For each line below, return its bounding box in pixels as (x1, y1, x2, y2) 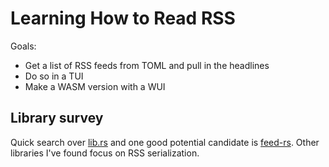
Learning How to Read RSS (10, 7, 236, 30)
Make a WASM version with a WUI (24, 80, 166, 92)
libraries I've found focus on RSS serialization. (10, 147, 200, 159)
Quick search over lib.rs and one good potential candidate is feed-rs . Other (10, 136, 320, 148)
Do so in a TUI (24, 70, 84, 82)
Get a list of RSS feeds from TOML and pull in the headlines (24, 59, 270, 71)
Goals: (10, 40, 37, 52)
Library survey (10, 110, 104, 127)
